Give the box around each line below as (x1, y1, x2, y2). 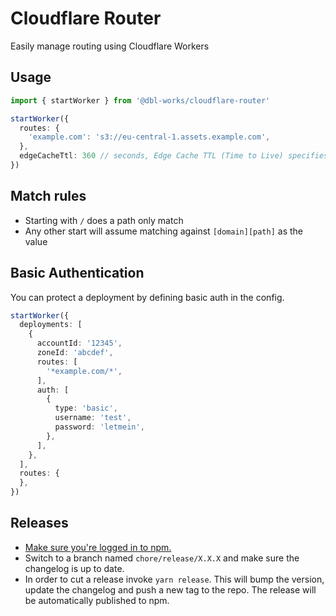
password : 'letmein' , (54, 422, 145, 432)
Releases (10, 515, 69, 532)
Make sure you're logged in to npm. (24, 541, 172, 553)
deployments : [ (19, 320, 83, 330)
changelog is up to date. (24, 562, 125, 574)
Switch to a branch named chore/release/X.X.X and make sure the (24, 552, 300, 564)
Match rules (10, 188, 87, 205)
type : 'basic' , (54, 403, 118, 414)
